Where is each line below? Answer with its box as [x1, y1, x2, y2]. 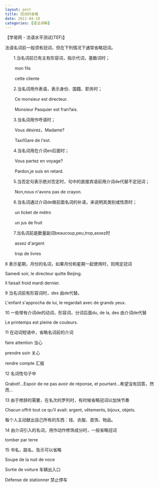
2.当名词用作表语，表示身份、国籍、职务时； [13, 86, 103, 92]
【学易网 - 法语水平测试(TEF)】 [5, 34, 67, 40]
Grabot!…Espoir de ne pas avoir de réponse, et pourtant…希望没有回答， [5, 381, 150, 387]
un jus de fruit [14, 220, 43, 226]
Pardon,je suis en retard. [14, 168, 64, 174]
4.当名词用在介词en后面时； [13, 148, 69, 154]
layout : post [5, 7, 32, 12]
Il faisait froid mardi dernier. [5, 280, 60, 286]
